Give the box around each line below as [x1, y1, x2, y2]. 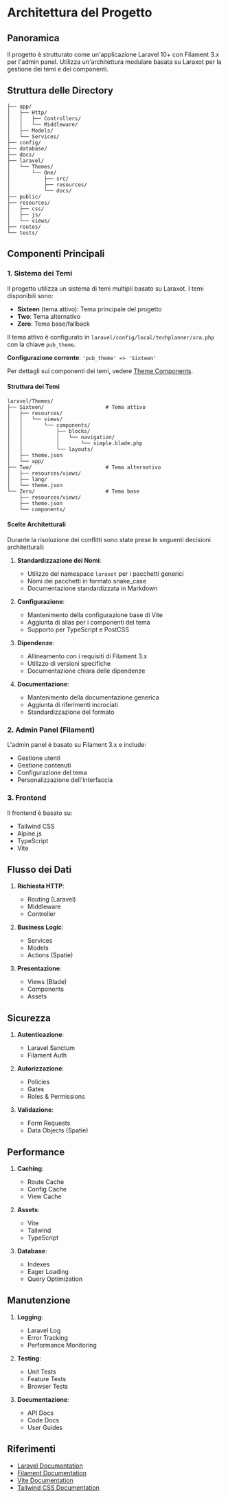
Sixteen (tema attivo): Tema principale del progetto [16, 304, 162, 313]
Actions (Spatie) [27, 951, 73, 959]
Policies [27, 1077, 50, 1086]
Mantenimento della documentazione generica [27, 693, 159, 702]
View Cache [27, 1192, 62, 1200]
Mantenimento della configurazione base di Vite [27, 610, 163, 619]
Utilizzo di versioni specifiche [27, 659, 111, 667]
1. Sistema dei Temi [7, 269, 73, 278]
